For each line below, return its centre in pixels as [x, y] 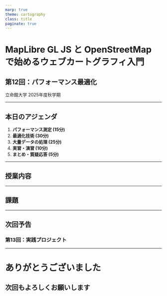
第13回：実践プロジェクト [36, 240]
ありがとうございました [53, 267]
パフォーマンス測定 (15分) [39, 130]
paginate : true [21, 24]
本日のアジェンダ [31, 116]
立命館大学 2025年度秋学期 [33, 95]
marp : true [16, 10]
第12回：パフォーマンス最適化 [51, 82]
